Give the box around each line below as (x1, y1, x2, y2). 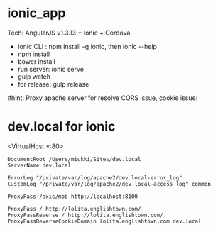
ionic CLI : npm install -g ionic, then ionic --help (17, 42, 158, 50)
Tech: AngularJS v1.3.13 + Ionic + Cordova (7, 28, 131, 37)
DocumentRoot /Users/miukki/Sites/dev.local (7, 155, 141, 162)
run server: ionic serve (17, 65, 84, 73)
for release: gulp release (17, 79, 89, 88)
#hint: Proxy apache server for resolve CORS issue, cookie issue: (7, 94, 198, 102)
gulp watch (17, 72, 51, 81)
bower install (17, 57, 55, 65)
